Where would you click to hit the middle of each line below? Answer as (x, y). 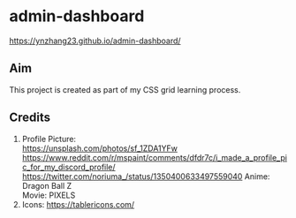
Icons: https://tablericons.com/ (78, 204)
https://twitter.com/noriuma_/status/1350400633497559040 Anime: (146, 176)
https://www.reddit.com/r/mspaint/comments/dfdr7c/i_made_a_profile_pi (154, 157)
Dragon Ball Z (47, 185)
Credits (30, 118)
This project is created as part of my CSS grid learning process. (125, 89)
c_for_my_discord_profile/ (69, 167)
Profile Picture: (49, 139)
